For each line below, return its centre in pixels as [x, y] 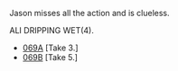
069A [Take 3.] [50, 48]
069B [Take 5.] [50, 57]
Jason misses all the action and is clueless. [89, 13]
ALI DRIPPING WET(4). [52, 30]
